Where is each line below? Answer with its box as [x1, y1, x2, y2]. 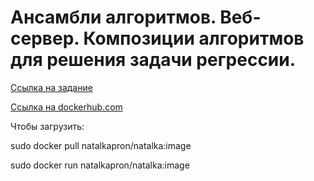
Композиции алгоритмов [83, 27, 305, 50]
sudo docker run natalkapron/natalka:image [10, 159, 190, 171]
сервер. [10, 27, 80, 50]
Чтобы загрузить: [10, 120, 85, 132]
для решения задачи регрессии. [10, 49, 297, 71]
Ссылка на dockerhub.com [10, 101, 123, 113]
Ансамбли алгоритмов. [10, 6, 217, 29]
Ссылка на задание [10, 81, 93, 93]
